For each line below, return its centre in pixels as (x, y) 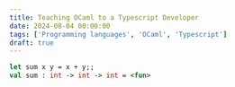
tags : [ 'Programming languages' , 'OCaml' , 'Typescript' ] (118, 34)
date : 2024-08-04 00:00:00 (60, 26)
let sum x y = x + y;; (52, 67)
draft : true (32, 43)
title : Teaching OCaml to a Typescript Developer (104, 17)
